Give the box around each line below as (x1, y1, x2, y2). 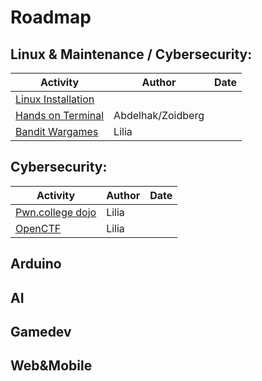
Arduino (10, 256, 62, 273)
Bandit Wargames (15, 125, 99, 138)
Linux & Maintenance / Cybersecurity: (10, 46, 253, 63)
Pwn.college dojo (15, 205, 97, 219)
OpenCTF (15, 221, 62, 235)
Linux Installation (15, 92, 95, 106)
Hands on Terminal (15, 109, 105, 122)
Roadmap (10, 6, 92, 29)
